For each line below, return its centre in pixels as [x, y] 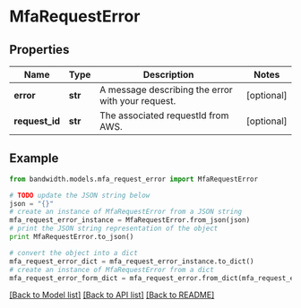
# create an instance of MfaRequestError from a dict [112, 269]
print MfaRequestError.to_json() [72, 237]
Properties [39, 50]
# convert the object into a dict [74, 252]
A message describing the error [166, 90]
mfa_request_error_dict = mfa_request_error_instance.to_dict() [132, 261]
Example [34, 158]
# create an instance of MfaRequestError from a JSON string [126, 212]
